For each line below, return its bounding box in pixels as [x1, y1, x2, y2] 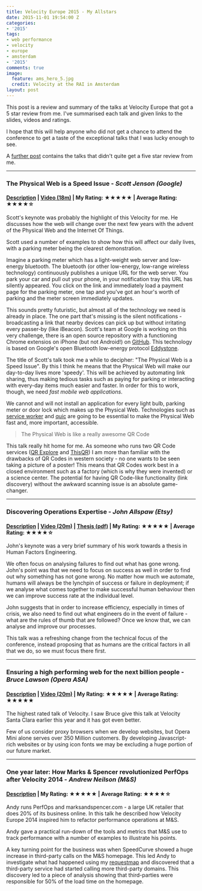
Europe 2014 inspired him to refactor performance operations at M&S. [6, 816, 179, 824]
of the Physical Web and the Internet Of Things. [6, 227, 124, 234]
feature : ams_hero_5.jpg [11, 76, 74, 82]
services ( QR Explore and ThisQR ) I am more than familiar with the [6, 449, 170, 455]
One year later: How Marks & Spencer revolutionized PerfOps [6, 768, 189, 776]
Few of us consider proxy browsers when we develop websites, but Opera [6, 728, 191, 735]
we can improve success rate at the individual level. [6, 592, 134, 600]
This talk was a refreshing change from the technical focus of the [6, 634, 168, 642]
